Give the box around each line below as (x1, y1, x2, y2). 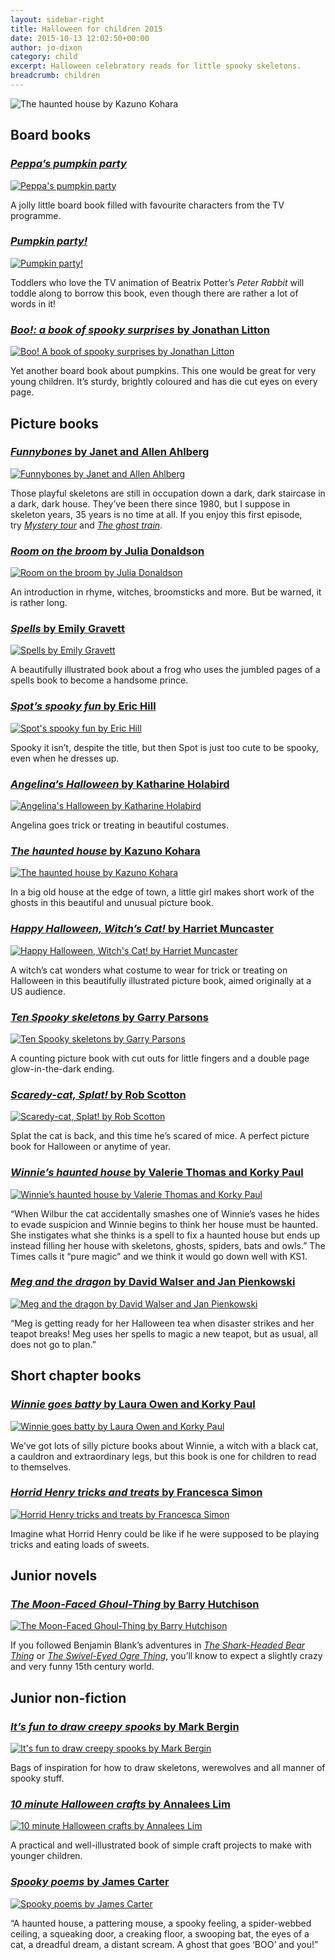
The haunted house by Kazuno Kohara (10, 844, 201, 858)
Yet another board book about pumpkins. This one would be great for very (10, 365, 317, 377)
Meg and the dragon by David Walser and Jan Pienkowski (10, 1275, 296, 1289)
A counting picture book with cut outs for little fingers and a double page (10, 1052, 310, 1064)
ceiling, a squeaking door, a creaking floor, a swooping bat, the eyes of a (10, 1927, 310, 1940)
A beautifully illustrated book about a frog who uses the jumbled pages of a (10, 664, 321, 676)
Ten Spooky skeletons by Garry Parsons (10, 1010, 209, 1024)
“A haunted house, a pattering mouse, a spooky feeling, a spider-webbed (10, 1917, 312, 1929)
